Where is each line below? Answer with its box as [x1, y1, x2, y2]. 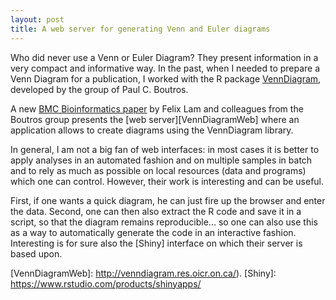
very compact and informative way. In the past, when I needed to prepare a [10, 62, 321, 74]
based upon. [10, 247, 63, 260]
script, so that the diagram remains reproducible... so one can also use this [10, 216, 318, 228]
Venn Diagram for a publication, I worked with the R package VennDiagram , [10, 72, 322, 85]
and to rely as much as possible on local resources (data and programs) [10, 164, 307, 176]
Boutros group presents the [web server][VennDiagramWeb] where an [10, 113, 300, 125]
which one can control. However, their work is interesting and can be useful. [10, 175, 325, 187]
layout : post [10, 14, 65, 25]
